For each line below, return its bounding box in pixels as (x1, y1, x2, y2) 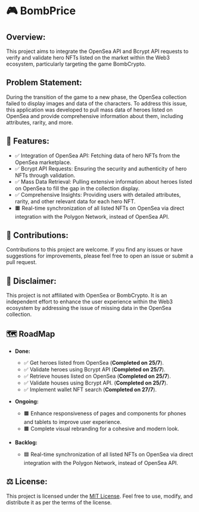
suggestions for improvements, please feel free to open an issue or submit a (6, 252, 194, 259)
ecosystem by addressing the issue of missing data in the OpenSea (6, 305, 172, 312)
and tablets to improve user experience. (23, 418, 122, 426)
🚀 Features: (6, 136, 49, 146)
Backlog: (14, 439, 38, 446)
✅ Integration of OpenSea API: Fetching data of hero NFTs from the (14, 152, 181, 159)
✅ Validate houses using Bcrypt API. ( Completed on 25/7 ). (23, 379, 168, 387)
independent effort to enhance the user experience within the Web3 (6, 298, 173, 305)
